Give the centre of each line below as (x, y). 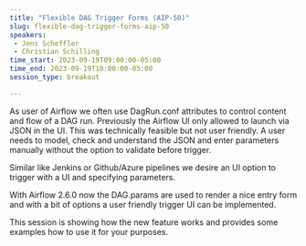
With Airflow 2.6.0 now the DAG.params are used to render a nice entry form (153, 195)
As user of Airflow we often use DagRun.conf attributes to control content (148, 111)
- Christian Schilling (57, 52)
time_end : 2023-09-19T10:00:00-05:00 (81, 69)
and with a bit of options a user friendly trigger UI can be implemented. (143, 204)
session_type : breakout (55, 77)
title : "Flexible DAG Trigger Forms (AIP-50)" (100, 18)
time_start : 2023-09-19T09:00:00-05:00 (85, 60)
